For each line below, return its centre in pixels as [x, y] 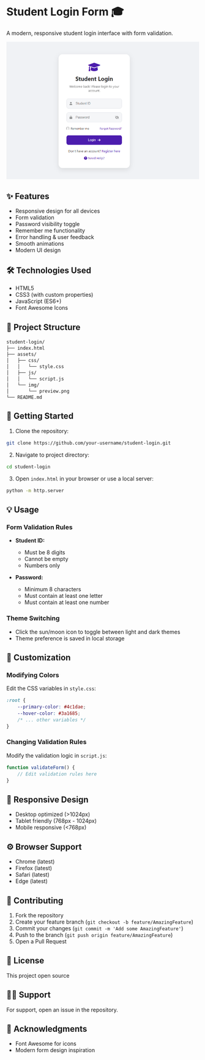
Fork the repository [39, 915]
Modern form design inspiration [55, 1050]
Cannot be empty [46, 559]
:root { [16, 701]
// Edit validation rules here [57, 774]
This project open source [38, 975]
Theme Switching [33, 618]
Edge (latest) [31, 881]
